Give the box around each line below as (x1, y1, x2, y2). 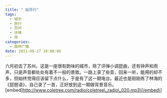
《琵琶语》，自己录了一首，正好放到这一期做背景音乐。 (5, 81, 117, 87)
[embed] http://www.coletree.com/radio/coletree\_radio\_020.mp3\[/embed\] (5, 87, 162, 93)
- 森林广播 (9, 44, 29, 49)
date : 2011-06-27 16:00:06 (5, 49, 61, 53)
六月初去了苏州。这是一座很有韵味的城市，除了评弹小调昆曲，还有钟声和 (5, 63, 154, 69)
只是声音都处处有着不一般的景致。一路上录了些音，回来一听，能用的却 (13, 69, 158, 75)
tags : (5, 12, 16, 17)
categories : (5, 40, 30, 45)
